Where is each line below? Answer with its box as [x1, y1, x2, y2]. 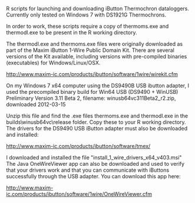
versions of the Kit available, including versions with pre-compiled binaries [6, 53, 187, 60]
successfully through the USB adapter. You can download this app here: [6, 173, 181, 179]
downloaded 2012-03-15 [6, 101, 66, 108]
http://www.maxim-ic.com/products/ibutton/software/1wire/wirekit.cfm [6, 71, 178, 77]
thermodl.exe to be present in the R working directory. [6, 29, 137, 36]
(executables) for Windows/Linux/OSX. [6, 59, 101, 66]
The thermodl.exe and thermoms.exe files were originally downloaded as [6, 41, 183, 47]
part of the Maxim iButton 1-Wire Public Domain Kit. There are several [6, 47, 175, 54]
